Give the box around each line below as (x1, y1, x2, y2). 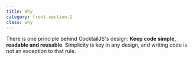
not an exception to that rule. (6, 48, 76, 55)
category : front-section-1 (6, 14, 73, 20)
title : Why (6, 8, 33, 15)
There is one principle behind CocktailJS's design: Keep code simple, (6, 36, 176, 43)
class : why (6, 19, 33, 25)
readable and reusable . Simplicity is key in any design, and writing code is (6, 41, 188, 48)
